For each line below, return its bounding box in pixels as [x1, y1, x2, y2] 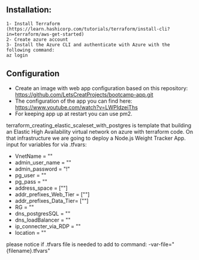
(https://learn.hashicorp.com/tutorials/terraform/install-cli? [6, 26, 170, 32]
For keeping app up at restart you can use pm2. [14, 110, 133, 117]
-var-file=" [148, 240, 175, 248]
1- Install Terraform [6, 20, 61, 26]
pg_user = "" [14, 171, 47, 179]
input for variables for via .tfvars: [6, 141, 87, 148]
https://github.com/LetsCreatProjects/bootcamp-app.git [14, 91, 154, 98]
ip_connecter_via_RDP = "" [14, 222, 81, 230]
